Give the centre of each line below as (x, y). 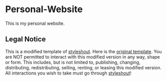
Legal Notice (26, 39)
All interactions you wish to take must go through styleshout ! (68, 73)
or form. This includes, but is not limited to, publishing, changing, (73, 62)
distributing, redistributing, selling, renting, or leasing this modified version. (83, 67)
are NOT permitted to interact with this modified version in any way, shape (83, 57)
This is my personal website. (35, 23)
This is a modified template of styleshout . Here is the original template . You (83, 51)
